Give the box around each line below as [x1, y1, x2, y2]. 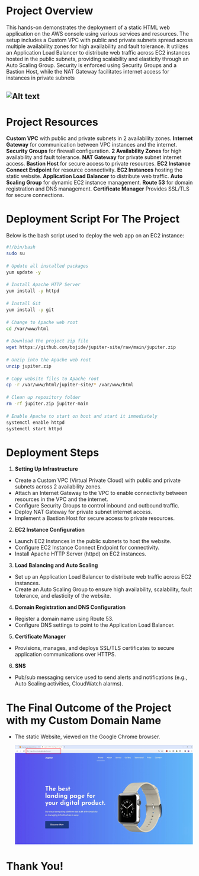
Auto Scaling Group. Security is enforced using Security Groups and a [6, 61, 177, 69]
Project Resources [6, 115, 99, 129]
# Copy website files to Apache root [6, 376, 99, 382]
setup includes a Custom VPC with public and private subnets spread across [6, 36, 193, 43]
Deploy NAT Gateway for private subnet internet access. [14, 509, 153, 516]
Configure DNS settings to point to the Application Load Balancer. [14, 621, 175, 629]
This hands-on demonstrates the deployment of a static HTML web [6, 24, 171, 31]
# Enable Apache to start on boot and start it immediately [6, 413, 158, 419]
